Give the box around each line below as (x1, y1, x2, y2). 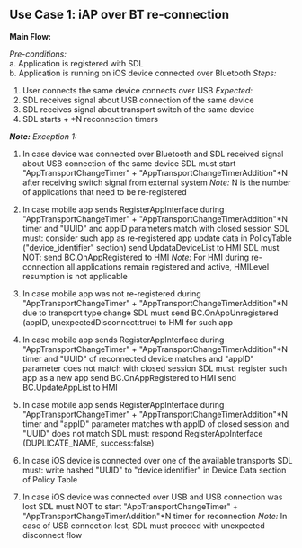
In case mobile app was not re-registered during (22, 287, 202, 299)
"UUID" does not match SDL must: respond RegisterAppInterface (22, 428, 263, 438)
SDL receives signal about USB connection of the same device (22, 94, 254, 105)
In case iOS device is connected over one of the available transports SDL (22, 455, 293, 465)
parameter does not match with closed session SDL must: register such (22, 363, 288, 374)
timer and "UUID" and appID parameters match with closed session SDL (22, 223, 290, 234)
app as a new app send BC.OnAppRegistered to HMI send (22, 372, 236, 383)
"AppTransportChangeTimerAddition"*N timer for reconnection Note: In (22, 510, 288, 521)
